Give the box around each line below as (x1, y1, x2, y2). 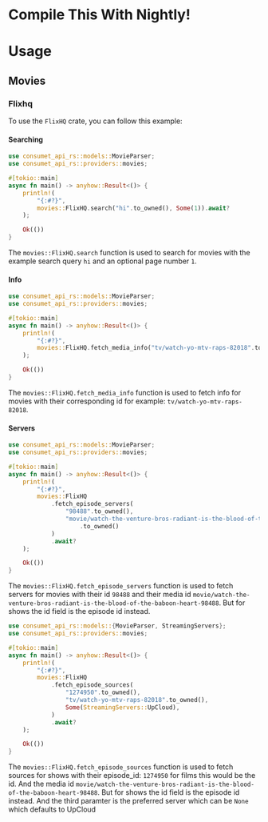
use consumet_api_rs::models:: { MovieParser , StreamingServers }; (8, 622, 227, 630)
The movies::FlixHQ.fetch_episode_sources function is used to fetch (8, 762, 234, 772)
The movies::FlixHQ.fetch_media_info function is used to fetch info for (8, 387, 242, 397)
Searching (8, 134, 44, 144)
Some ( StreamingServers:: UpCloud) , (65, 703, 180, 712)
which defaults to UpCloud (8, 804, 97, 814)
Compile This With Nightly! (8, 6, 191, 24)
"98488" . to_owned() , (65, 507, 134, 515)
